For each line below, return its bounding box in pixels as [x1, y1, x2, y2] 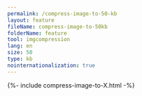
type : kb [7, 56, 33, 63]
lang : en [7, 42, 33, 49]
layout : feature [7, 17, 55, 24]
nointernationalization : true [7, 62, 96, 69]
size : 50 [7, 49, 33, 56]
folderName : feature [7, 29, 68, 37]
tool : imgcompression [7, 36, 71, 43]
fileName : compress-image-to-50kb [7, 23, 108, 30]
